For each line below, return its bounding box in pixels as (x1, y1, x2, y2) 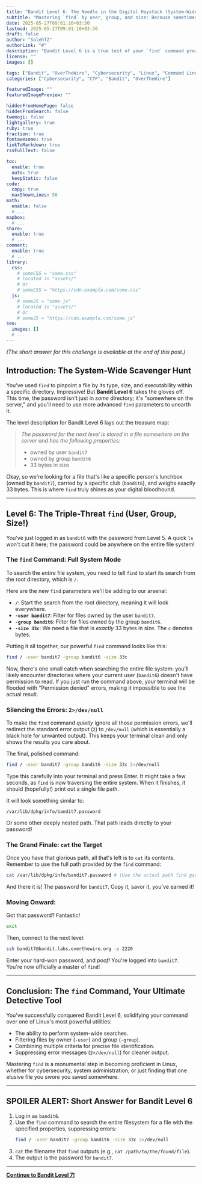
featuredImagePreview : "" (6, 92, 71, 98)
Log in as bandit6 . (14, 1112, 60, 1119)
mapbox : (6, 214, 26, 220)
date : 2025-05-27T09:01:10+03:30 (6, 20, 90, 26)
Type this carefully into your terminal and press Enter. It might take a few (6, 772, 186, 779)
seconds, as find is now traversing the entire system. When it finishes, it (6, 779, 186, 786)
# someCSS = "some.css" (17, 270, 77, 277)
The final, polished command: (6, 750, 80, 757)
